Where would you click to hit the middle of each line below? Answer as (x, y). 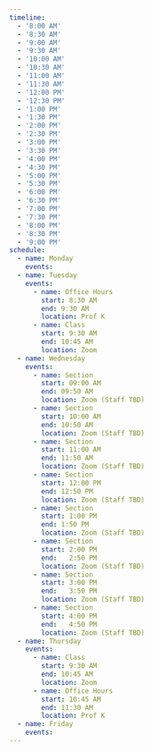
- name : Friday (45, 724)
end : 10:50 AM (67, 425)
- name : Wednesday (52, 359)
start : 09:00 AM (71, 384)
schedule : (28, 250)
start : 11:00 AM (71, 450)
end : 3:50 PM (69, 591)
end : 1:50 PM (65, 525)
